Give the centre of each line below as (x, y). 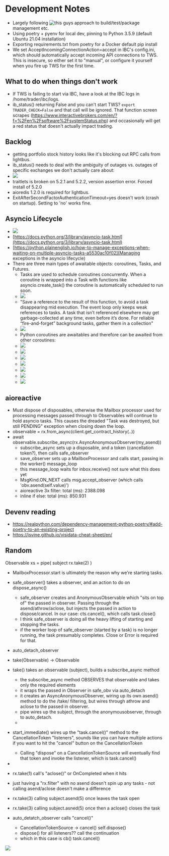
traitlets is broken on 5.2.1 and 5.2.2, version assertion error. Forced (82, 181)
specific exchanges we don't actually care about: (63, 170)
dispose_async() (29, 588)
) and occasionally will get (134, 120)
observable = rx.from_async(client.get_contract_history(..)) (73, 432)
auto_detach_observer (36, 650)
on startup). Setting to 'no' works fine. (52, 203)
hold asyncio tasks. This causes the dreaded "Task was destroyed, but (86, 421)
